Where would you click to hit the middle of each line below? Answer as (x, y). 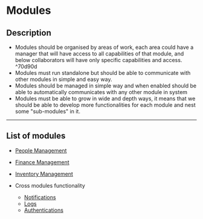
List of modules (36, 136)
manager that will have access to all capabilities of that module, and (99, 54)
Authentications (43, 210)
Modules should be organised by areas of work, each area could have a (104, 47)
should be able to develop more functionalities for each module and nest (105, 105)
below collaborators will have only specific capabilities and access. (98, 60)
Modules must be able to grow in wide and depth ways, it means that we (105, 98)
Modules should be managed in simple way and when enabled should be (106, 86)
